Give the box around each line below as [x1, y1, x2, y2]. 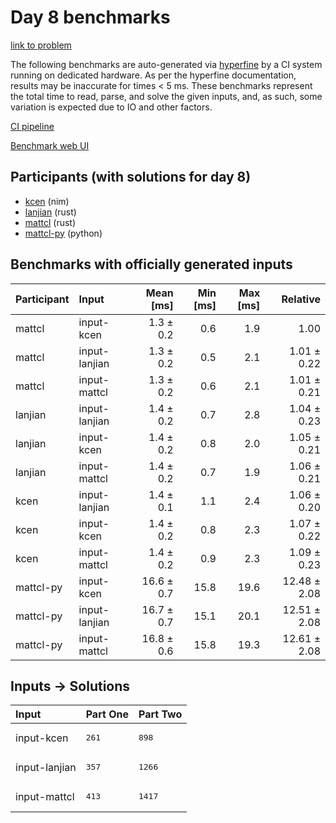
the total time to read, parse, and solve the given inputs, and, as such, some [10, 90, 323, 102]
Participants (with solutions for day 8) [10, 169, 252, 186]
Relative [281, 292, 321, 306]
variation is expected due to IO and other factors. [10, 101, 213, 113]
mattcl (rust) [24, 216, 77, 228]
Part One [85, 707, 129, 721]
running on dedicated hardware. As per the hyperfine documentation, [10, 69, 297, 81]
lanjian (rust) [24, 206, 77, 218]
